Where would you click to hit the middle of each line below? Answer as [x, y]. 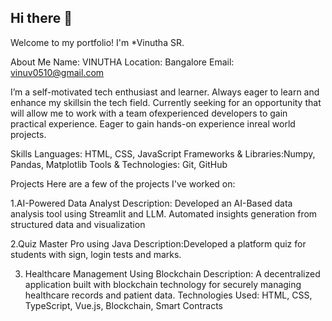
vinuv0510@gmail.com [57, 72]
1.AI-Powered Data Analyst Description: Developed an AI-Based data [151, 203]
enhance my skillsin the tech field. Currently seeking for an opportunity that [166, 102]
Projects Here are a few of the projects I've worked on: [123, 183]
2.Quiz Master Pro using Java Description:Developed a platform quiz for [158, 243]
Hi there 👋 [41, 18]
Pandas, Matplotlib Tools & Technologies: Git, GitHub [119, 164]
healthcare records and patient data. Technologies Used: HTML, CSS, [168, 295]
